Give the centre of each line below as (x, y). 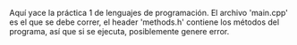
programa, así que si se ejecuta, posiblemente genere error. (119, 31)
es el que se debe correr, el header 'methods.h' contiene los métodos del (144, 22)
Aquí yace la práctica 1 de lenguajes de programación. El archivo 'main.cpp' (149, 13)
